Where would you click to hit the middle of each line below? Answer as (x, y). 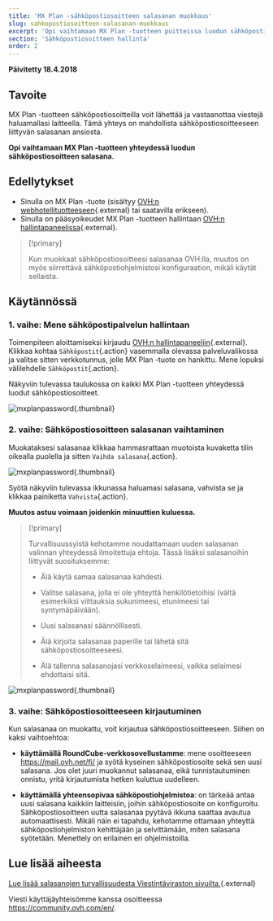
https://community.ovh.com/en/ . (62, 907)
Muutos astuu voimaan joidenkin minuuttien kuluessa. (102, 512)
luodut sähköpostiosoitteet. (54, 393)
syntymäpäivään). (70, 609)
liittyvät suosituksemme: (69, 561)
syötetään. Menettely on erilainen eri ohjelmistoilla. (105, 838)
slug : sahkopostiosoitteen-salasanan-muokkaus (89, 24)
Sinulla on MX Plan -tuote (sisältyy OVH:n (90, 201)
